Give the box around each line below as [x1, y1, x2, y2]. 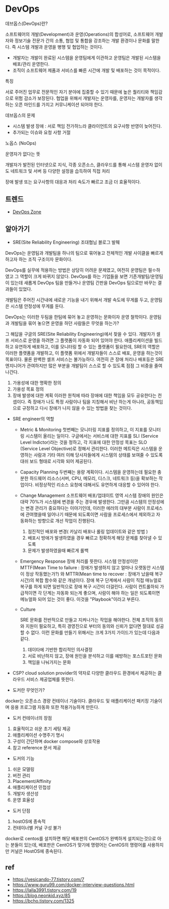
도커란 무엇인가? [12, 687, 45, 693]
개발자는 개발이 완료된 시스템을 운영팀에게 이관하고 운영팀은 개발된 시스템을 [12, 54, 161, 61]
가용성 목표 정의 [12, 386, 44, 392]
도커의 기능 [12, 755, 35, 761]
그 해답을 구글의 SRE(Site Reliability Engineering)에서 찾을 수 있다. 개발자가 [5, 331, 155, 337]
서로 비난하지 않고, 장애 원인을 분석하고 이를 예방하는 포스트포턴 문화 [27, 653, 162, 659]
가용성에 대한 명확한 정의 [12, 379, 62, 385]
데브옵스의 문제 [5, 112, 35, 118]
